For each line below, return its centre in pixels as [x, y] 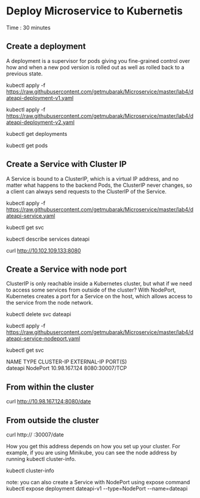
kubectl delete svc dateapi [39, 314]
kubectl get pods [27, 145]
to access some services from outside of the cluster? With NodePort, [91, 290]
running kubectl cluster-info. [41, 459]
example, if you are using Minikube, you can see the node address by [92, 453]
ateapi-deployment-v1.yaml [40, 98]
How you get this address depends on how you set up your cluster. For [93, 446]
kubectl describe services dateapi [48, 239]
